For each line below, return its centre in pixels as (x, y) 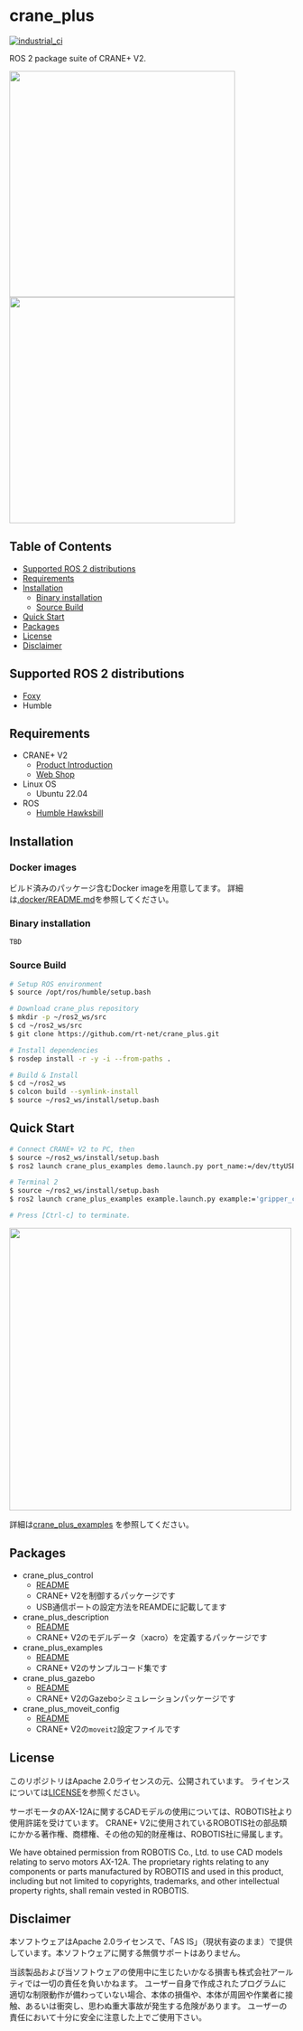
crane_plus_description (66, 1617)
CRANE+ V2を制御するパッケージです (106, 1595)
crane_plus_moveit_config (71, 1708)
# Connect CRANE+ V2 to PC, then (72, 1149)
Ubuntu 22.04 (62, 794)
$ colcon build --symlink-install (74, 1092)
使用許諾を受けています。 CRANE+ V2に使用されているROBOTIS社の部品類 (148, 1822)
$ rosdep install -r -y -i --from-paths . (90, 1059)
